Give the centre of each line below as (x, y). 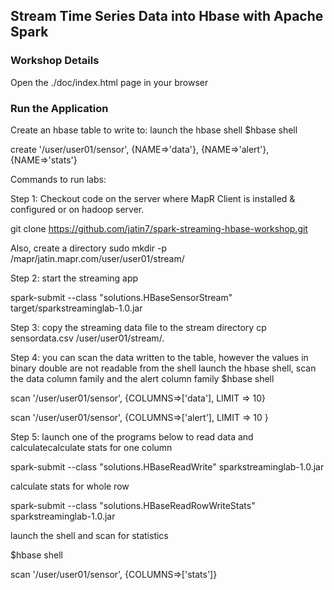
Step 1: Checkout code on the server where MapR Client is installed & (153, 198)
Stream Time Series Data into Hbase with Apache (167, 16)
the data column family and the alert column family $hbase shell (142, 378)
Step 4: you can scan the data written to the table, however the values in (159, 357)
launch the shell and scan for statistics (89, 535)
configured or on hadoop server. (77, 209)
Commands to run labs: (58, 179)
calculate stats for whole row (70, 486)
